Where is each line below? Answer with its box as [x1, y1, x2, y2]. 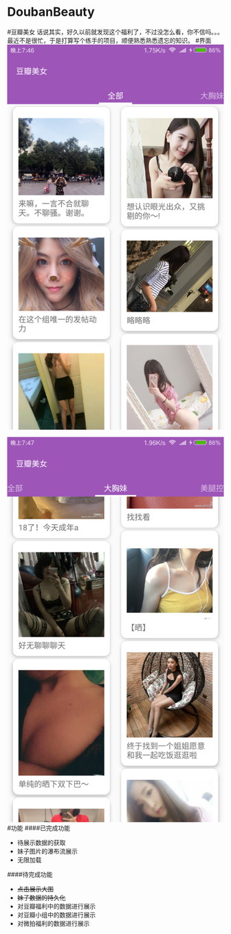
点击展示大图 [16, 884, 54, 893]
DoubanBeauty [7, 4, 95, 20]
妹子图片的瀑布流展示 [16, 847, 78, 855]
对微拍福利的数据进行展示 [16, 919, 90, 927]
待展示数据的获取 [16, 838, 66, 847]
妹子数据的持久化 [16, 893, 66, 902]
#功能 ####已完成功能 [7, 823, 71, 832]
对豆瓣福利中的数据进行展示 [16, 902, 96, 910]
